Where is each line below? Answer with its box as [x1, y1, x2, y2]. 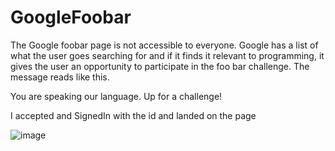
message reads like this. [10, 71, 110, 83]
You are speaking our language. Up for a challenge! [10, 90, 223, 102]
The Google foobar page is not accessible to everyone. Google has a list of [10, 39, 319, 51]
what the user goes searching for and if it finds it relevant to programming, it [10, 49, 325, 61]
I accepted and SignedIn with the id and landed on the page [10, 109, 257, 121]
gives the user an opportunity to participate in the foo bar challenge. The [10, 60, 310, 72]
